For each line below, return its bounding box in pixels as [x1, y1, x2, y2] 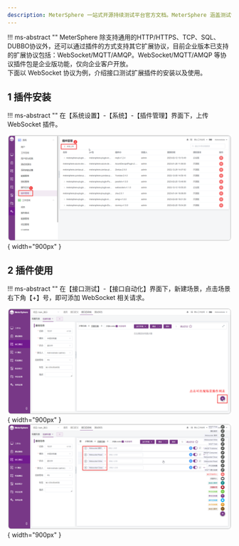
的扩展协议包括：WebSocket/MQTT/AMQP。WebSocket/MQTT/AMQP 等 [7, 50, 221, 59]
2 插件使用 [7, 264, 53, 277]
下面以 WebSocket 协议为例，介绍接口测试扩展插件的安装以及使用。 [7, 68, 207, 77]
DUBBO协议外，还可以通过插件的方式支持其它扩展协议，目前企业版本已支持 [7, 41, 229, 50]
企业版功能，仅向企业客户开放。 [38, 59, 132, 68]
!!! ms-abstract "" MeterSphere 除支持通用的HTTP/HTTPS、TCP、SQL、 [7, 33, 221, 41]
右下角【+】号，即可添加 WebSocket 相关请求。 [7, 294, 149, 302]
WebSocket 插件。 [7, 120, 62, 129]
